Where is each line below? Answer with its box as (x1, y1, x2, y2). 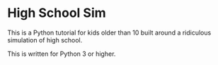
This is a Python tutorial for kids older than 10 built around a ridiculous (7, 28, 212, 37)
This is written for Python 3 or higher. (7, 49, 116, 58)
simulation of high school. (7, 35, 83, 44)
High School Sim (7, 5, 106, 21)
